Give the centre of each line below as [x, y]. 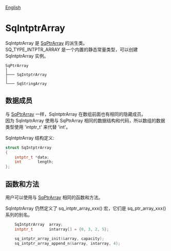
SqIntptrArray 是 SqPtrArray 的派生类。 [46, 43]
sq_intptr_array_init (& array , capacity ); [59, 239]
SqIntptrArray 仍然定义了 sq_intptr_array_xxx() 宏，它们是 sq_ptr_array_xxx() [86, 208]
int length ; [34, 162]
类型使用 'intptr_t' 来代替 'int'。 [38, 127]
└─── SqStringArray [26, 84]
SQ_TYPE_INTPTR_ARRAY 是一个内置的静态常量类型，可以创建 [72, 49]
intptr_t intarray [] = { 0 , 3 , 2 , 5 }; [62, 229]
